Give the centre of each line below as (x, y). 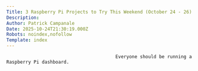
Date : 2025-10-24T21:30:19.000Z (47, 29)
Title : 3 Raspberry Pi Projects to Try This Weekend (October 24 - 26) (99, 12)
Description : (23, 18)
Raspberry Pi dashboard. (38, 62)
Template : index (27, 40)
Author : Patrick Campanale (41, 23)
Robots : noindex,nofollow (39, 35)
